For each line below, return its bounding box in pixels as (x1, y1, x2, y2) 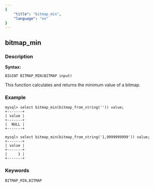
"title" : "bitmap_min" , (14, 12, 62, 16)
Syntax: (5, 64, 21, 70)
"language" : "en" (14, 16, 49, 21)
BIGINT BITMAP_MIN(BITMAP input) (5, 73, 72, 78)
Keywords (5, 167, 29, 174)
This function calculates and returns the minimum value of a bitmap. (5, 82, 141, 88)
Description (5, 53, 33, 60)
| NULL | (5, 122, 25, 127)
